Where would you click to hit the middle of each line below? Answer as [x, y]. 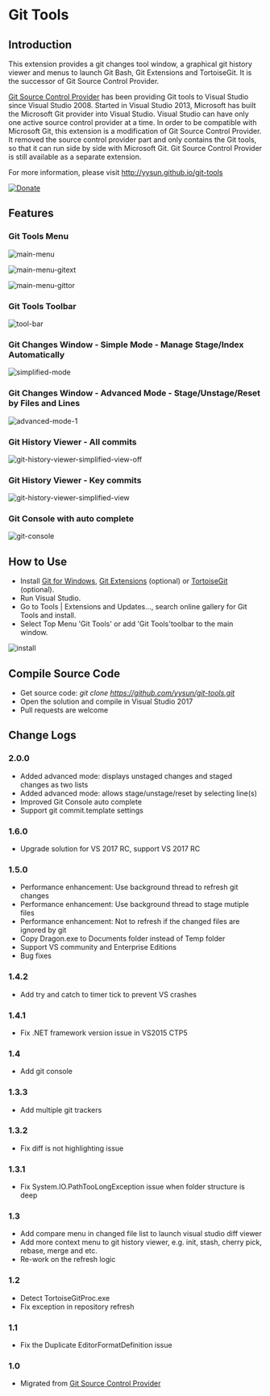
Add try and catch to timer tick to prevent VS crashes [108, 994]
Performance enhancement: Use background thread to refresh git [129, 887]
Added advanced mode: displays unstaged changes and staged [126, 775]
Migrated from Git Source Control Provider [90, 1383]
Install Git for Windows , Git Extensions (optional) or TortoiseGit [124, 581]
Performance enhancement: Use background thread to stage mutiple [135, 905]
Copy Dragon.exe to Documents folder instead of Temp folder [123, 938]
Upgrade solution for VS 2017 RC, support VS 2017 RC [110, 849]
